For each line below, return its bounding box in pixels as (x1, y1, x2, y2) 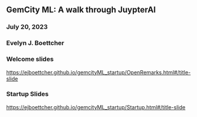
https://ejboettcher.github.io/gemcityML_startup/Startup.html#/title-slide (6, 103, 186, 110)
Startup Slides (6, 90, 49, 98)
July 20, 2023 (6, 23, 48, 31)
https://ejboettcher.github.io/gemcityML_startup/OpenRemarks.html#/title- (6, 68, 191, 76)
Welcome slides (6, 55, 54, 64)
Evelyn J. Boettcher (6, 39, 65, 47)
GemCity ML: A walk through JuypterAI (6, 5, 156, 15)
